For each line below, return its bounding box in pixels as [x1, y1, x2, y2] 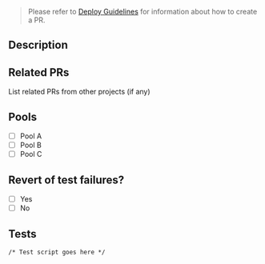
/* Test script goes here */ [8, 248, 106, 256]
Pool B [19, 140, 42, 150]
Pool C [19, 150, 42, 159]
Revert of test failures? [8, 173, 125, 186]
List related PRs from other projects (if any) [8, 87, 151, 97]
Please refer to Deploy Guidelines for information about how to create [27, 7, 258, 16]
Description [8, 38, 68, 52]
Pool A [19, 131, 42, 141]
